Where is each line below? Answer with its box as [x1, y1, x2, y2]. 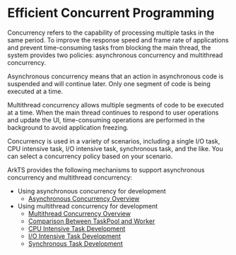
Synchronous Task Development [28, 239, 123, 248]
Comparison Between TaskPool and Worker [28, 217, 155, 225]
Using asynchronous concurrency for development [17, 186, 166, 195]
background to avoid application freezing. [7, 123, 129, 131]
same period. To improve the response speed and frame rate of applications [7, 35, 229, 44]
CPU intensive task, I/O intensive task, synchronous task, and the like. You [7, 144, 224, 153]
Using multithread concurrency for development [17, 201, 158, 210]
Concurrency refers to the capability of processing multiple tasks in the [7, 28, 215, 37]
